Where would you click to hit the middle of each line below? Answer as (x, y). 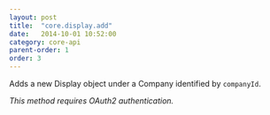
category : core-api (45, 42)
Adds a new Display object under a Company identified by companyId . (135, 84)
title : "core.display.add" (61, 26)
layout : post (33, 17)
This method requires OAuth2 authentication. (92, 101)
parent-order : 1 (39, 50)
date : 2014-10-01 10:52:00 (63, 34)
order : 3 (25, 58)
